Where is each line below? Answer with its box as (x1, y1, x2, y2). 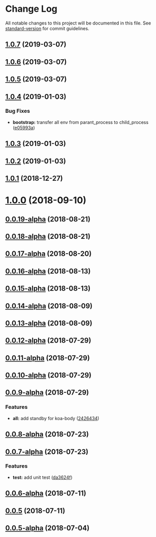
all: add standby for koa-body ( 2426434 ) (12, 415, 100, 421)
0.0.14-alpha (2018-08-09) (5, 302, 93, 310)
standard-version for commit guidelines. (5, 25, 89, 31)
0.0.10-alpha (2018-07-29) (5, 371, 91, 380)
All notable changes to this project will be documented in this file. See (5, 20, 151, 26)
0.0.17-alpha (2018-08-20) (5, 250, 92, 258)
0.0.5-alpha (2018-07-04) (5, 524, 90, 532)
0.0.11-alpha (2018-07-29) (5, 353, 90, 362)
